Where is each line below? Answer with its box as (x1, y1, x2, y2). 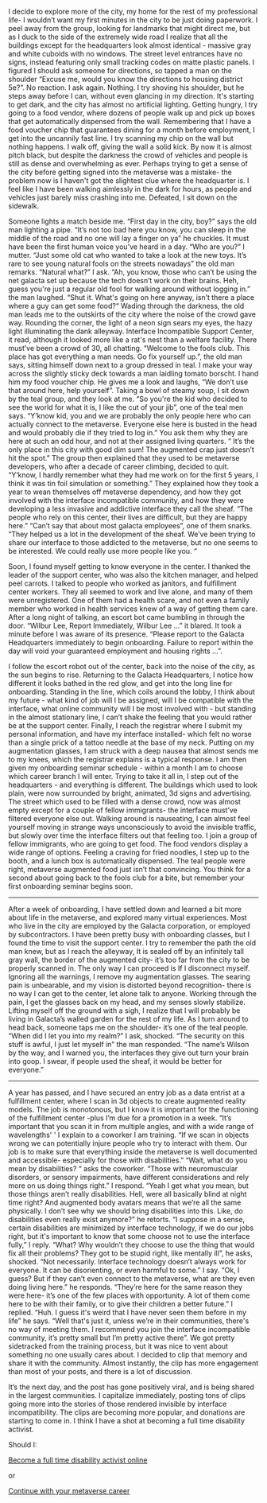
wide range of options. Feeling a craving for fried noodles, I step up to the (8, 847, 250, 857)
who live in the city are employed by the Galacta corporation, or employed (8, 921, 251, 930)
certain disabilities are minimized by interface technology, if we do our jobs (8, 1223, 254, 1232)
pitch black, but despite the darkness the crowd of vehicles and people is (8, 150, 249, 160)
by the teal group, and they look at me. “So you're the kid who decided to (8, 394, 248, 403)
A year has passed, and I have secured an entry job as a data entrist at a (8, 1088, 246, 1097)
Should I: (8, 1440, 37, 1449)
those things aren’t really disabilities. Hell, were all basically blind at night (8, 1190, 247, 1198)
